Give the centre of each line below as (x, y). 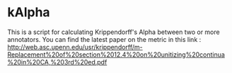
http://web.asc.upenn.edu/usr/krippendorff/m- (75, 47)
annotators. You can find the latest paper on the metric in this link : (104, 39)
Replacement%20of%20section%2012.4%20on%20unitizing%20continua (116, 55)
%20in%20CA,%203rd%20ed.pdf (57, 62)
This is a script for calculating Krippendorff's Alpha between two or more (114, 32)
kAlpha (29, 12)
